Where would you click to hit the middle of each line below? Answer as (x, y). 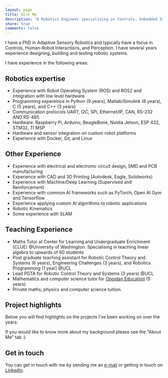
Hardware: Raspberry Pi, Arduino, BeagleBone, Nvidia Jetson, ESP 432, (86, 122)
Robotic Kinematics (32, 208)
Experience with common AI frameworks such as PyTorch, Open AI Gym (87, 192)
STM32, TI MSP (28, 127)
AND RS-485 (26, 117)
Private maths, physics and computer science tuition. (67, 289)
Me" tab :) (15, 337)
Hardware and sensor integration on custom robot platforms (74, 133)
